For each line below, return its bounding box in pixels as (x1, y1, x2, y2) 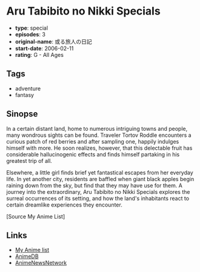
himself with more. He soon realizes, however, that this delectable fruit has (6, 144, 193, 151)
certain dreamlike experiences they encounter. (6, 201, 122, 208)
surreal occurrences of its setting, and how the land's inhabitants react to (6, 194, 190, 202)
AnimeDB (15, 253, 39, 260)
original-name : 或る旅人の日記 (15, 38, 92, 45)
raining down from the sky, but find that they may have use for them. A (6, 182, 183, 189)
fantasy (15, 91, 35, 98)
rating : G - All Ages (15, 51, 64, 58)
